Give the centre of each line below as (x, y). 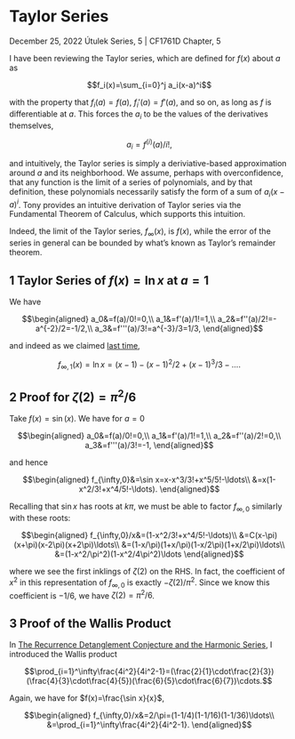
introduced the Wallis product (64, 655)
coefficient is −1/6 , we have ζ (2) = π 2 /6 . (82, 595)
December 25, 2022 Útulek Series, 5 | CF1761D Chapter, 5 (115, 41)
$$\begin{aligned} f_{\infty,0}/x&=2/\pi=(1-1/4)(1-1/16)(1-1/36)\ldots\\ (149, 715)
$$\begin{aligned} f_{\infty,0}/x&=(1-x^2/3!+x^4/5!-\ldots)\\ (129, 535)
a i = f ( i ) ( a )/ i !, (149, 144)
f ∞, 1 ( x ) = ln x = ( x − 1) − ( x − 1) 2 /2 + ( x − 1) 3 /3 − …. (149, 365)
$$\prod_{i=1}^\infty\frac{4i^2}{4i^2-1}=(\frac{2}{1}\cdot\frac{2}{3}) (149, 671)
